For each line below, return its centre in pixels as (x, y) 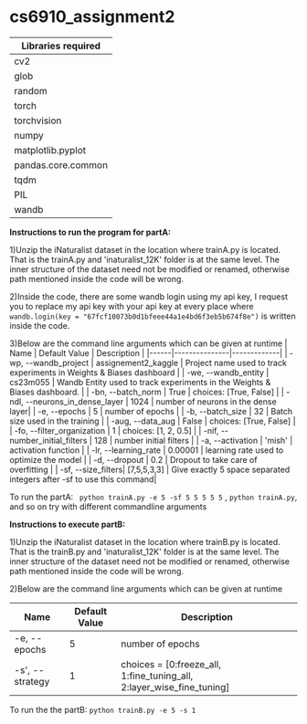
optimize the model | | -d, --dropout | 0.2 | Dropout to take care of (133, 459)
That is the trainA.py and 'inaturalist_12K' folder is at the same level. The (145, 259)
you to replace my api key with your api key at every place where (132, 306)
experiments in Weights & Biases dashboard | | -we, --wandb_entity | (139, 372)
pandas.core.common (61, 164)
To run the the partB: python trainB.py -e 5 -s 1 (103, 709)
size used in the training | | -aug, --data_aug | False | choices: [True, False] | (153, 421)
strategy (32, 681)
